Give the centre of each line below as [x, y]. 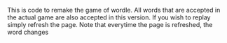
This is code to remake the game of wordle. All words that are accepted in [114, 10]
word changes [28, 32]
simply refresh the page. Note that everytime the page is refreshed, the [110, 25]
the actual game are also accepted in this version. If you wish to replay [109, 17]
